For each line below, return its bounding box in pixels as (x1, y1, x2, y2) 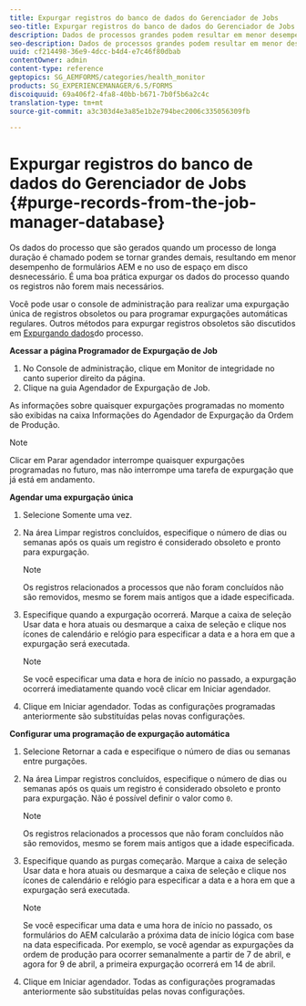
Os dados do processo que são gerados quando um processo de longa (9, 243, 277, 254)
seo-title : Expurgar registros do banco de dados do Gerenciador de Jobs (9, 22, 296, 31)
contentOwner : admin (9, 56, 88, 65)
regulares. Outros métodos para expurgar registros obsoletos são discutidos (9, 318, 296, 329)
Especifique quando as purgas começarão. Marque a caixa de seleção (22, 856, 288, 866)
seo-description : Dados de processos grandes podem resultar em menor (9, 38, 283, 48)
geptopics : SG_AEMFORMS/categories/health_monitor (9, 73, 206, 82)
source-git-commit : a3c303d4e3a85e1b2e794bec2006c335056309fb (9, 107, 250, 116)
